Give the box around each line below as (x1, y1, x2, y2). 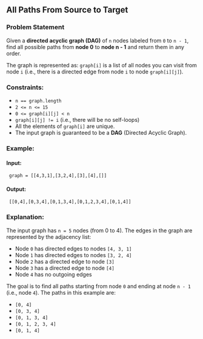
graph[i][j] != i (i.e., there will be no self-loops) (15, 116, 140, 123)
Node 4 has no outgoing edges (15, 270, 92, 278)
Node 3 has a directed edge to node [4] (15, 264, 115, 272)
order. (6, 50, 21, 57)
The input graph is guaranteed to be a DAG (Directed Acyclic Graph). (15, 129, 187, 136)
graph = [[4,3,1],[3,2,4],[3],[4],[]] (8, 173, 107, 179)
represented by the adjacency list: (6, 233, 92, 240)
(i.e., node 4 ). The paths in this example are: (6, 289, 116, 296)
